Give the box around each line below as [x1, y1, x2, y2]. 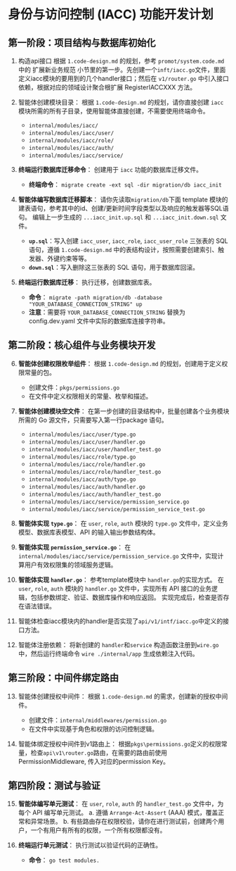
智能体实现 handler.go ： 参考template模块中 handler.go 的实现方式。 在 [18, 575, 224, 584]
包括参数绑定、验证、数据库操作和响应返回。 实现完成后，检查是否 [30, 593, 223, 601]
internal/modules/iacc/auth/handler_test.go [28, 491, 162, 498]
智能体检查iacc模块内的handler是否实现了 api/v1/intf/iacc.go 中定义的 [18, 617, 223, 625]
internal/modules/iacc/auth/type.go [28, 476, 136, 483]
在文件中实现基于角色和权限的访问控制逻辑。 [28, 725, 159, 733]
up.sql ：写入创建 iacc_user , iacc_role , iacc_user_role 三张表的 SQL [28, 237, 229, 245]
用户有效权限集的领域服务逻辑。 [24, 560, 117, 569]
